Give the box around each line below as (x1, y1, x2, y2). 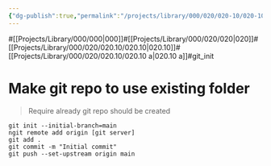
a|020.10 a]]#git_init (148, 51, 215, 60)
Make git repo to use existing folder (8, 79, 250, 98)
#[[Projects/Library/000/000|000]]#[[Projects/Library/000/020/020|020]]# (8, 34, 259, 44)
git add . (8, 135, 42, 143)
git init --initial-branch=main (8, 122, 117, 130)
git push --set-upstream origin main (8, 150, 135, 158)
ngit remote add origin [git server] (8, 128, 135, 137)
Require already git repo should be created (27, 106, 171, 115)
